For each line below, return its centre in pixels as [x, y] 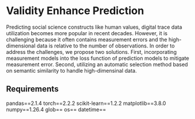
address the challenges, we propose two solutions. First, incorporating [92, 52]
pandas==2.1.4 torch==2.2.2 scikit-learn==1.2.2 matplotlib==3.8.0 [86, 103]
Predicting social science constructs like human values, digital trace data [94, 27]
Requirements [32, 89]
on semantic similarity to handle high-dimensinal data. [71, 70]
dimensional [21, 46]
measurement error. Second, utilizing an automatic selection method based [97, 64]
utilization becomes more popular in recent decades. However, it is [87, 33]
